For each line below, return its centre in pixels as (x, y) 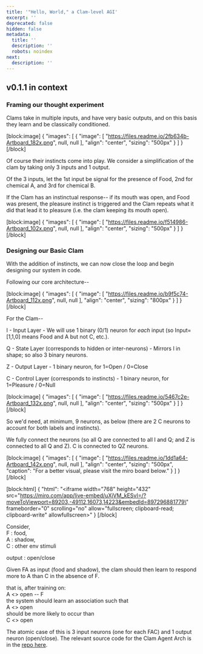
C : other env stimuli (31, 546)
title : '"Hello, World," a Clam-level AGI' (62, 12)
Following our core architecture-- (48, 282)
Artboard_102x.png (30, 229)
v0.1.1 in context (37, 87)
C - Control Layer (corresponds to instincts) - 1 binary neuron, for (88, 379)
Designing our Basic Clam (45, 251)
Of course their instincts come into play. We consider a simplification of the (100, 161)
